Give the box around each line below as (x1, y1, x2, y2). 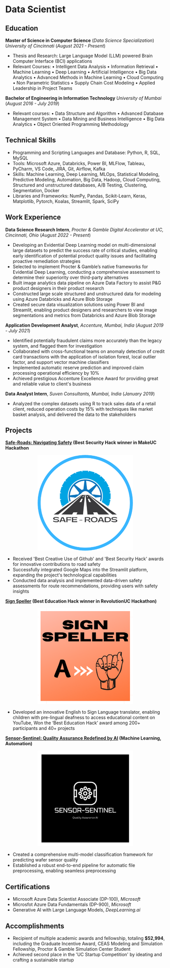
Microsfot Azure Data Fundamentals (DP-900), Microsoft (12, 901, 131, 908)
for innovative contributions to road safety (12, 561, 101, 567)
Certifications (5, 882, 50, 891)
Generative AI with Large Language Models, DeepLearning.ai (12, 907, 141, 913)
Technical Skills (5, 136, 56, 145)
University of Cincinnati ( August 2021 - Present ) (5, 43, 106, 49)
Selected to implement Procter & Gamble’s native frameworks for (12, 264, 148, 270)
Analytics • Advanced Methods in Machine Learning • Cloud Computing (12, 74, 164, 80)
